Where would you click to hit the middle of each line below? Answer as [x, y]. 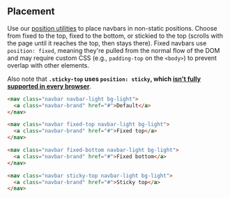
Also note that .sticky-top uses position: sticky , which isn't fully [104, 79]
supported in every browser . [49, 86]
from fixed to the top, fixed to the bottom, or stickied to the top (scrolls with [115, 36]
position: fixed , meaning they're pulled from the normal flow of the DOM [114, 50]
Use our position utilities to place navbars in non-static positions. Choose [112, 28]
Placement [31, 12]
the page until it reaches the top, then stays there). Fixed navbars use [107, 43]
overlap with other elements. [48, 65]
